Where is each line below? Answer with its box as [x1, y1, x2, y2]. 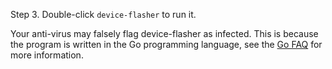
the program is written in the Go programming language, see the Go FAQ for [10, 39, 323, 50]
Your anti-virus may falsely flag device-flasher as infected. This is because [10, 28, 319, 39]
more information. [10, 49, 84, 61]
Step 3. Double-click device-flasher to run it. [10, 9, 197, 20]
